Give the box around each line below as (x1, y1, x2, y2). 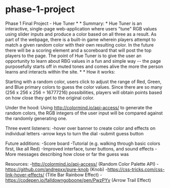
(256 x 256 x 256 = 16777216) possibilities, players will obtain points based (5, 89, 162, 95)
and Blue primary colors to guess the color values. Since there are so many (5, 84, 162, 90)
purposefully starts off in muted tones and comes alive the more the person (5, 63, 163, 69)
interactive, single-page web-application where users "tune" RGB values (5, 25, 157, 31)
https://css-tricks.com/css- (107, 166, 165, 172)
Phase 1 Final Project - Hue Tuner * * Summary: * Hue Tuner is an (5, 20, 142, 26)
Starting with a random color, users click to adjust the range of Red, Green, (5, 79, 162, 85)
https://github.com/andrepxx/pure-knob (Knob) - (5, 166, 108, 172)
